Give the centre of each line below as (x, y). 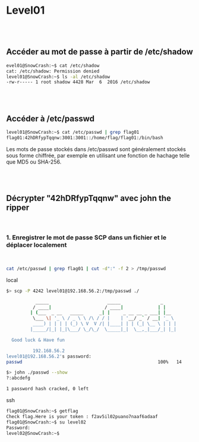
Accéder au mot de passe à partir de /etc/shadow (99, 52)
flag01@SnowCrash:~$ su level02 (46, 422)
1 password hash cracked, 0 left (48, 389)
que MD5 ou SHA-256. (34, 162)
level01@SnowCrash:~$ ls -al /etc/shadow (58, 77)
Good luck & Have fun (38, 340)
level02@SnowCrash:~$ (33, 433)
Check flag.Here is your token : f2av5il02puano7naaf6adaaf (82, 416)
